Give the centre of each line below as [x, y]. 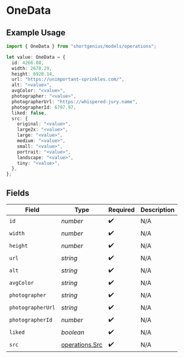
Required [121, 209]
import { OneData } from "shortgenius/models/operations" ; [82, 46]
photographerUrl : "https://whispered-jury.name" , [75, 102]
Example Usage [36, 33]
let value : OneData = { [36, 57]
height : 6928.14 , [33, 74]
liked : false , [29, 113]
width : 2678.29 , [32, 68]
